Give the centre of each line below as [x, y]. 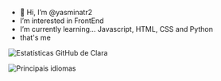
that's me [35, 37]
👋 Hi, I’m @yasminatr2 [56, 12]
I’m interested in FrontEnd [62, 21]
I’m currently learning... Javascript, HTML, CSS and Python [116, 29]
